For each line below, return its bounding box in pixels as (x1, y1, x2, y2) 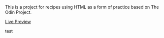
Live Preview (5, 19, 31, 24)
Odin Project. (5, 9, 32, 15)
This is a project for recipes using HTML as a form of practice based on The (5, 4, 159, 10)
